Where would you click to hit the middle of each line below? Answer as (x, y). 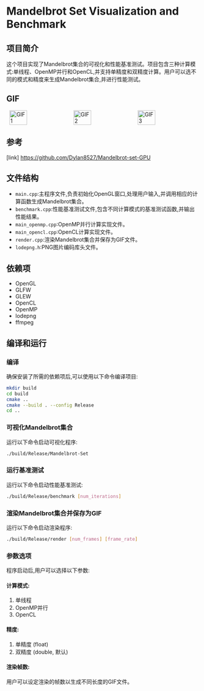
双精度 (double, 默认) (42, 652)
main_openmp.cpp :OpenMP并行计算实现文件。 (71, 225)
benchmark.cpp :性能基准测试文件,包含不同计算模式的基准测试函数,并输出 (105, 209)
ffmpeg (24, 322)
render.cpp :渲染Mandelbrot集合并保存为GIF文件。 (78, 240)
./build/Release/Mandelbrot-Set (47, 454)
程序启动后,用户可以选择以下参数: (48, 570)
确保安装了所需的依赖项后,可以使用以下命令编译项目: (72, 376)
